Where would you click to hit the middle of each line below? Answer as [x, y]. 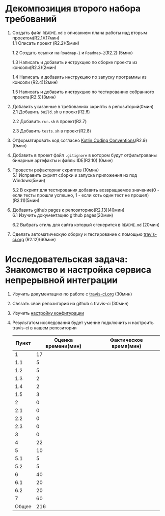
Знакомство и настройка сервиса [78, 270]
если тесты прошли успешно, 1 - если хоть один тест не [71, 195]
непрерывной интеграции [61, 280]
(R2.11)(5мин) [26, 200]
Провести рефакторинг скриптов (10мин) [55, 170]
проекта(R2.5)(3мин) [34, 97]
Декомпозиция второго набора [73, 9]
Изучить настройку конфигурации [48, 313]
